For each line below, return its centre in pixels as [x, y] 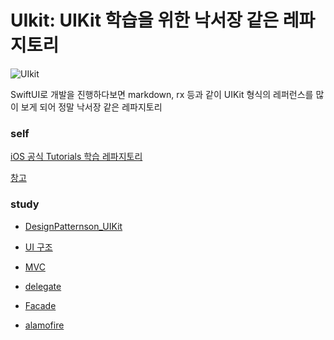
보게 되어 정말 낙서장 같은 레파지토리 [91, 107]
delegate [43, 286]
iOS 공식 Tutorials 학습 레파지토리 [76, 157]
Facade [40, 305]
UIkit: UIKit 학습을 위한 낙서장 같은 [145, 20]
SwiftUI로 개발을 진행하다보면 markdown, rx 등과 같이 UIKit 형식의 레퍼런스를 [162, 94]
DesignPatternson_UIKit [73, 226]
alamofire [44, 325]
